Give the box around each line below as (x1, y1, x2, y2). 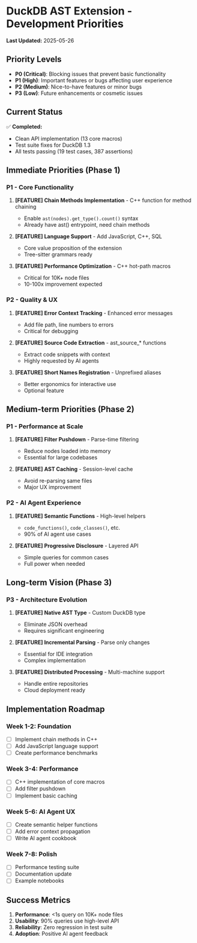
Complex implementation (23, 657, 86, 664)
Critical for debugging (23, 327, 79, 334)
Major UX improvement (23, 484, 82, 491)
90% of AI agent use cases (23, 530, 91, 538)
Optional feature (23, 387, 64, 394)
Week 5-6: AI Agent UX (6, 807, 76, 816)
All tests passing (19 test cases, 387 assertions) (14, 147, 133, 155)
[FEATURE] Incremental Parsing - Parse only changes (14, 639, 150, 646)
